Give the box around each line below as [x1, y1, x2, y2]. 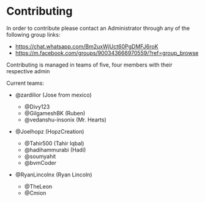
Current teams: [6, 79, 45, 87]
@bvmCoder [24, 159, 57, 166]
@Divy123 [24, 103, 50, 110]
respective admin [6, 67, 50, 74]
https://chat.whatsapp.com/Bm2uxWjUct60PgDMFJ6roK [15, 43, 158, 50]
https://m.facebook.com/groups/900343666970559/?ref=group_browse [15, 49, 199, 56]
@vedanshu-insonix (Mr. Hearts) [24, 116, 107, 123]
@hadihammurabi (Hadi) [24, 146, 86, 153]
